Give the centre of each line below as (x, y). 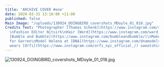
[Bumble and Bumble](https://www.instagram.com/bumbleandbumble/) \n (81, 37)
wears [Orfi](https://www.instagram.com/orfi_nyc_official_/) (74, 46)
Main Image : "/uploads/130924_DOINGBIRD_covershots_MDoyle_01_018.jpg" (79, 23)
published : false (23, 18)
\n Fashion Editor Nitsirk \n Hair (42, 32)
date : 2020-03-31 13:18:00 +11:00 (40, 14)
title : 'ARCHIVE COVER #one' (35, 9)
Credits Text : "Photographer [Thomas (43, 28)
